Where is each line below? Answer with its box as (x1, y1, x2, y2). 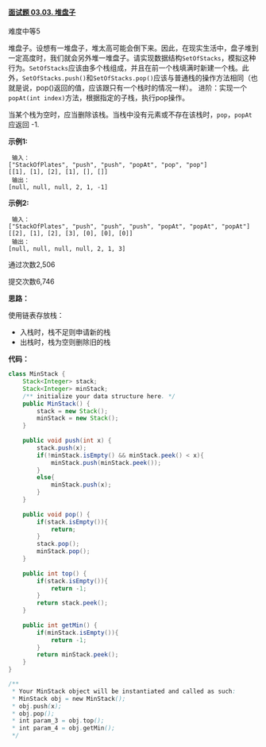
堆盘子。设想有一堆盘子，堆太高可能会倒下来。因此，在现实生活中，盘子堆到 (8, 44, 259, 53)
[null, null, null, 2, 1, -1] (8, 184, 109, 192)
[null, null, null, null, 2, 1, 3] (8, 245, 126, 254)
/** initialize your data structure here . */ (22, 392, 176, 401)
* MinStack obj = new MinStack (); (11, 695, 126, 702)
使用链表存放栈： (8, 311, 64, 320)
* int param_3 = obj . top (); (11, 717, 105, 725)
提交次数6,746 (8, 277, 55, 286)
